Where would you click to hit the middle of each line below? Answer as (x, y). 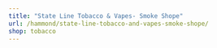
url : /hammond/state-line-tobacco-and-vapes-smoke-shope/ (108, 24)
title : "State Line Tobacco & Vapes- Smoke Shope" (96, 16)
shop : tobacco (33, 31)
